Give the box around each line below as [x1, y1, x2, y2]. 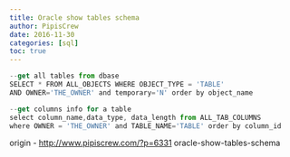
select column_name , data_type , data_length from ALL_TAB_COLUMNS [9, 113, 261, 122]
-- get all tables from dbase [9, 71, 120, 81]
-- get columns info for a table [9, 105, 131, 114]
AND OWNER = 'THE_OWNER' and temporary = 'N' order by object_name [9, 88, 254, 97]
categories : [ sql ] [9, 38, 79, 48]
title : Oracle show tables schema [9, 13, 140, 23]
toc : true [9, 47, 47, 56]
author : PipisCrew [9, 22, 79, 31]
